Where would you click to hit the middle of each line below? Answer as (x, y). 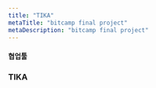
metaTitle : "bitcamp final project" (68, 23)
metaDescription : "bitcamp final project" (78, 30)
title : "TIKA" (31, 15)
